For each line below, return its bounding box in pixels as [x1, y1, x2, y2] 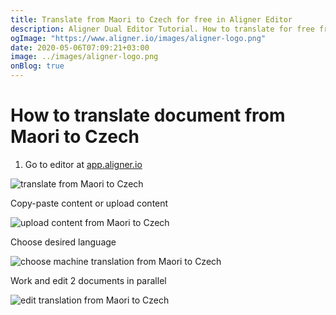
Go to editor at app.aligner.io [24, 158, 143, 170]
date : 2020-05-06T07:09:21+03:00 [10, 42, 150, 53]
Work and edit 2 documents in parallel [10, 274, 167, 286]
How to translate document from [10, 104, 286, 127]
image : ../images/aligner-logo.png [10, 52, 159, 62]
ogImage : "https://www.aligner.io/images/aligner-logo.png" [10, 33, 267, 43]
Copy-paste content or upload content [10, 197, 169, 209]
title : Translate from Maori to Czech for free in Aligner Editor [10, 14, 293, 25]
